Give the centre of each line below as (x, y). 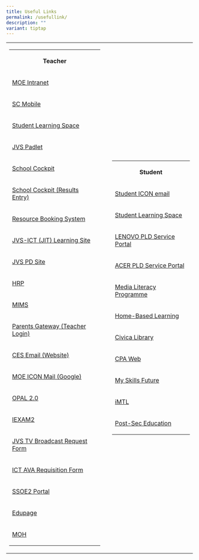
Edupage (25, 513)
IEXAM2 (23, 420)
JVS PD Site (29, 262)
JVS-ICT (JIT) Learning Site (51, 241)
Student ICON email (142, 194)
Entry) (21, 197)
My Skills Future (137, 380)
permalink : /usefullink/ (37, 17)
